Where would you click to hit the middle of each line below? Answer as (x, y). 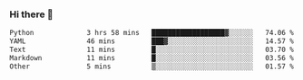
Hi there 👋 (32, 14)
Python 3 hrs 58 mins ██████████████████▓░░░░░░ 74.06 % (152, 33)
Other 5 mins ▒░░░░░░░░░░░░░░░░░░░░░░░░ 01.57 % (152, 67)
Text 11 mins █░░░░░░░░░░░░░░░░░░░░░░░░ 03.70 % (152, 50)
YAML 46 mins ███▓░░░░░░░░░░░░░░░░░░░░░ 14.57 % (152, 41)
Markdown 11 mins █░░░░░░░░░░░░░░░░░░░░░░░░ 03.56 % (152, 58)
